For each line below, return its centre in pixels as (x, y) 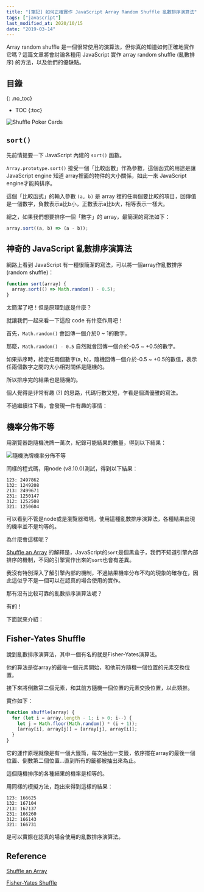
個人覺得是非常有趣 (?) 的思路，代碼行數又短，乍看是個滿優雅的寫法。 (94, 393)
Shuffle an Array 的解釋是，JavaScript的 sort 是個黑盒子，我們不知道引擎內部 (102, 552)
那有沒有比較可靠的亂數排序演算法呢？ (54, 593)
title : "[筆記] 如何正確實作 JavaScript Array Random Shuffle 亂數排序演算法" (102, 12)
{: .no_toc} (19, 99)
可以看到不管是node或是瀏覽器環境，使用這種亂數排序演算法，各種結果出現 (101, 519)
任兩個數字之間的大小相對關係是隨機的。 (57, 367)
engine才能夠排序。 (31, 183)
